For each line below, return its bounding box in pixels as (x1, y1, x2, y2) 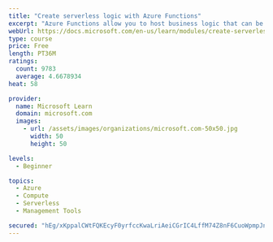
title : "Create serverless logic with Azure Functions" (8, 11, 201, 20)
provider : (8, 94, 42, 102)
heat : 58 (8, 80, 38, 88)
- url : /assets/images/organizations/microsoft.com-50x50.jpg (23, 125, 238, 133)
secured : (8, 221, 38, 230)
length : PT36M (8, 50, 57, 58)
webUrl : (8, 27, 35, 35)
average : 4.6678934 (15, 72, 82, 80)
